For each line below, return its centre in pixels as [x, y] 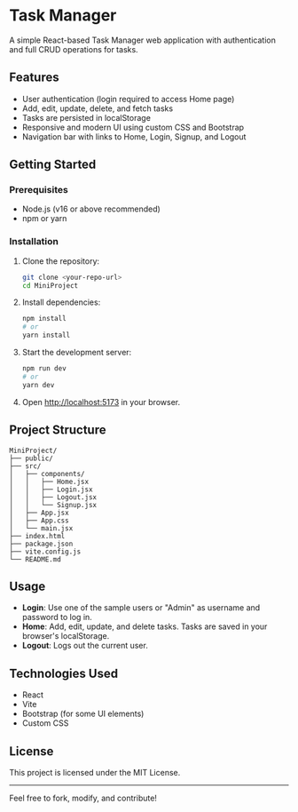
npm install [44, 319]
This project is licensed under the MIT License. [95, 772]
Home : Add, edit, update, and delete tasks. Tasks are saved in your [145, 626]
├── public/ [31, 458]
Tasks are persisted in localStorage [86, 117]
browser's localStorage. [66, 636]
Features [34, 78]
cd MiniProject [50, 285]
